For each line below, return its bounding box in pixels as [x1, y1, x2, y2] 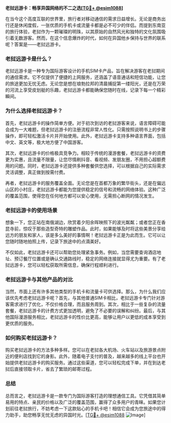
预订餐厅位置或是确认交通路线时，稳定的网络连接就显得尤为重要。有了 [14, 255, 161, 262]
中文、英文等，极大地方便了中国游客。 [5, 139, 85, 145]
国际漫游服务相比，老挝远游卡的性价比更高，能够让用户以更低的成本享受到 [9, 314, 166, 320]
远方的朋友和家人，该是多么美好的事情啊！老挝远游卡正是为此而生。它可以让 [5, 232, 166, 238]
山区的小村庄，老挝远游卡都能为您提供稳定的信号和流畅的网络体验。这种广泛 [5, 186, 166, 192]
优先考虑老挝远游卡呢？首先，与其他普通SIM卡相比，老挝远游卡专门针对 [9, 295, 161, 301]
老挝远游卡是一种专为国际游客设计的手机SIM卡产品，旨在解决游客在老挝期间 [5, 68, 165, 74]
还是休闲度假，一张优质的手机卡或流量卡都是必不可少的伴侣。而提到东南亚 [9, 22, 166, 28]
